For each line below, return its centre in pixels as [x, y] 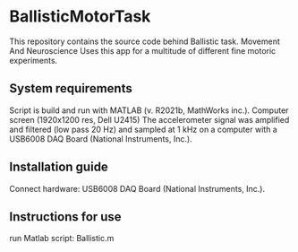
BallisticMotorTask [80, 17]
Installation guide [59, 167]
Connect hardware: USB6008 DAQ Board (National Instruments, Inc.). [137, 188]
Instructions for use [66, 217]
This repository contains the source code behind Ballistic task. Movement [145, 41]
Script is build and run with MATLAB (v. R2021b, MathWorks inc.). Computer [149, 110]
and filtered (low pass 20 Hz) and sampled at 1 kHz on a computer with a [143, 129]
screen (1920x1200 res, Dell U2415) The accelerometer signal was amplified [149, 119]
